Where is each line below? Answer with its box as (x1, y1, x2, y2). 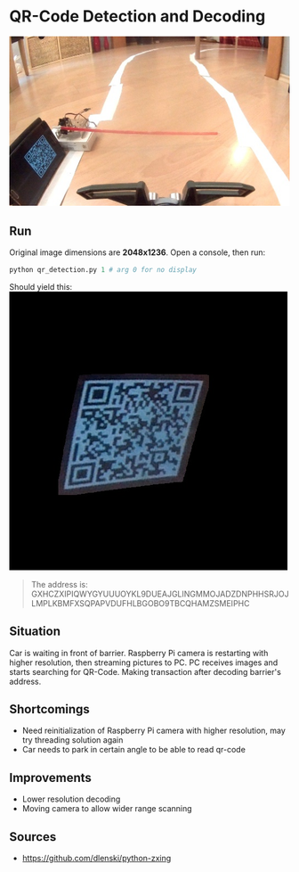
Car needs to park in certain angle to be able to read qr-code (21, 744, 246, 755)
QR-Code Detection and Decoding (9, 6, 266, 27)
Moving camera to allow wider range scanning (21, 803, 193, 814)
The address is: (30, 579, 88, 589)
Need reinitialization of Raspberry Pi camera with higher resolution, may (21, 725, 287, 736)
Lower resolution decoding (21, 794, 121, 804)
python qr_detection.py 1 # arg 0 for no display (9, 265, 198, 274)
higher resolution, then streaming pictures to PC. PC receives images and (9, 657, 279, 668)
